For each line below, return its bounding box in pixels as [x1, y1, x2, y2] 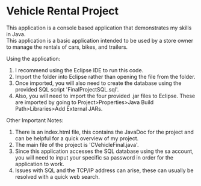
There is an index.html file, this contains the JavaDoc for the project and [14, 128, 194, 135]
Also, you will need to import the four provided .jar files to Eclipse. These [14, 92, 196, 99]
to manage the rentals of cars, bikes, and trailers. [6, 43, 128, 51]
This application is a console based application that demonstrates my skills [6, 24, 192, 31]
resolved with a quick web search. [14, 173, 100, 180]
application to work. [14, 160, 64, 167]
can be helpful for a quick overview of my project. [14, 134, 139, 142]
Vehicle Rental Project [6, 4, 119, 18]
